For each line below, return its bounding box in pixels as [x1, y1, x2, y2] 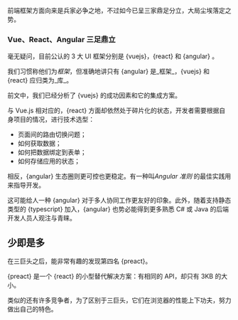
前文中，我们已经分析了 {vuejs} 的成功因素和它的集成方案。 [7, 91, 181, 100]
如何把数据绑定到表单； [17, 148, 87, 156]
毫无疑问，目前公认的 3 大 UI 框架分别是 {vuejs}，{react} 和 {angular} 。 [7, 52, 219, 60]
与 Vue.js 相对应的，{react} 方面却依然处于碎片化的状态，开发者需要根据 [7, 106, 220, 115]
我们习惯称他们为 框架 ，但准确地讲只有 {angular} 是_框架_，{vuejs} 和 [7, 67, 210, 76]
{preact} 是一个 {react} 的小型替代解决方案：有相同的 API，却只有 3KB [7, 272, 214, 281]
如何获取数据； [17, 139, 62, 148]
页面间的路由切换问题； [17, 130, 87, 139]
